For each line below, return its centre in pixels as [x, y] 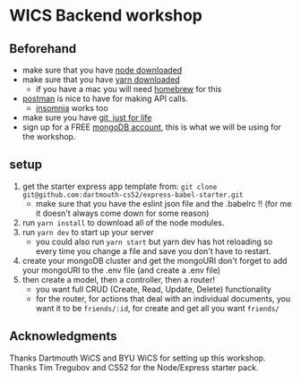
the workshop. [49, 136]
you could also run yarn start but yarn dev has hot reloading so [154, 242]
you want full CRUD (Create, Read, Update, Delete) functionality [153, 289]
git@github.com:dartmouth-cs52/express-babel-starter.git [133, 195]
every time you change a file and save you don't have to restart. [153, 250]
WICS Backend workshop [106, 16]
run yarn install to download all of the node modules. [123, 222]
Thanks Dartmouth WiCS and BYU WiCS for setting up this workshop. [138, 358]
